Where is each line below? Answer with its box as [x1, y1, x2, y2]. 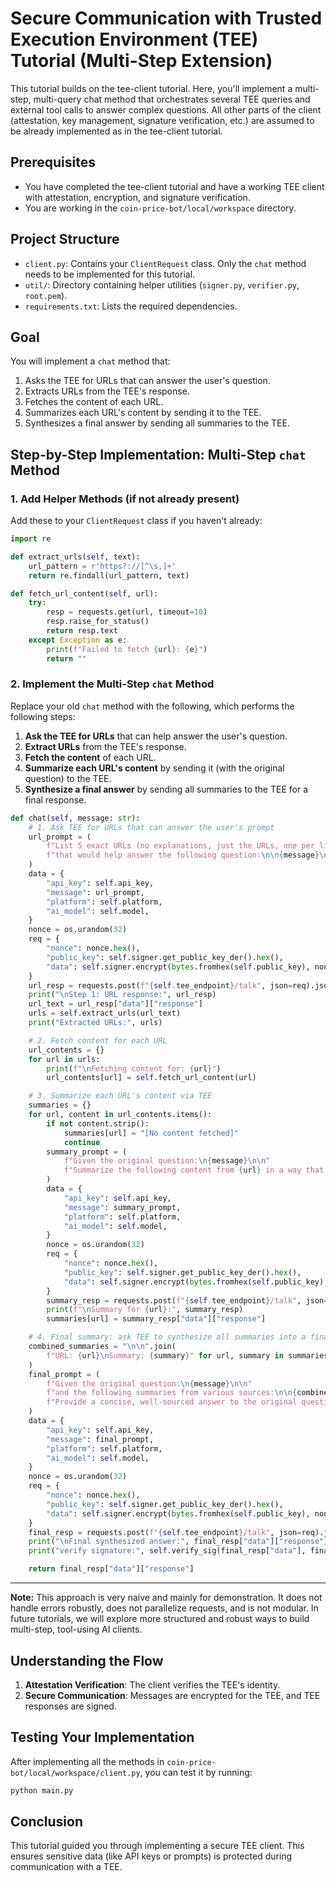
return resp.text [46, 626, 118, 636]
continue [63, 1137, 101, 1147]
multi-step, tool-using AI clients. [10, 1623, 143, 1636]
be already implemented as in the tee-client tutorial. [10, 125, 223, 137]
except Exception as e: [28, 635, 128, 645]
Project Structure [10, 231, 120, 248]
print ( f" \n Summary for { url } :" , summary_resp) [46, 1305, 244, 1315]
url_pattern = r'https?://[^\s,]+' [28, 561, 177, 571]
